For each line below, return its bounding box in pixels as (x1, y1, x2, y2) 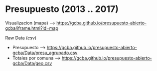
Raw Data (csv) (5, 35, 36, 41)
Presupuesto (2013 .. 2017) (5, 3, 119, 15)
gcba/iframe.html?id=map (5, 25, 58, 31)
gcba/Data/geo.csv (12, 60, 52, 66)
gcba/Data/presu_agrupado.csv (12, 50, 78, 56)
